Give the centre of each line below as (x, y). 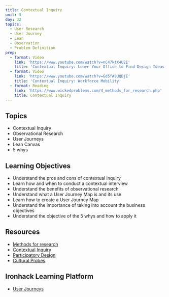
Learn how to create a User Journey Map (56, 200)
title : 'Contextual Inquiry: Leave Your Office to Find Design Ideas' (91, 67)
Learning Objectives (38, 166)
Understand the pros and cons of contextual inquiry (66, 178)
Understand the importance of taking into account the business (79, 205)
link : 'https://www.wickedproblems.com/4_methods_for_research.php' (88, 90)
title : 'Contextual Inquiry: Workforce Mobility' (68, 81)
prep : (11, 52)
